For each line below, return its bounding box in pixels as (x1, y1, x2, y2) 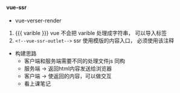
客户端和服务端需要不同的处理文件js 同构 (24, 57, 126, 65)
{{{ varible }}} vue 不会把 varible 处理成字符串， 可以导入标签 (14, 30, 167, 37)
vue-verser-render (14, 17, 62, 24)
